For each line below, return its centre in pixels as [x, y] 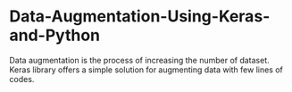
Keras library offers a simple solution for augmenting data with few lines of [146, 70]
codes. [22, 79]
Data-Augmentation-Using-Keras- [140, 17]
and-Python [55, 35]
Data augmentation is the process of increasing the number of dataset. [139, 60]
